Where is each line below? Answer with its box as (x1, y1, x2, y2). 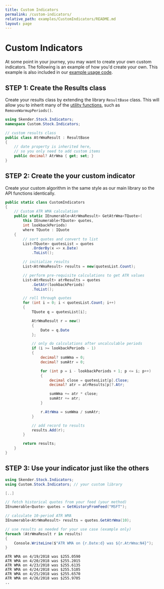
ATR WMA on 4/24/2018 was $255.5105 (5, 567, 81, 572)
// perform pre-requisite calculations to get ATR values (23, 273, 145, 278)
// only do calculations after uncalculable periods (31, 341, 142, 346)
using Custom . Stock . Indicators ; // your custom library (5, 482, 123, 487)
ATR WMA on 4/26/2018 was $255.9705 (5, 576, 81, 581)
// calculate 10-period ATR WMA (5, 513, 72, 518)
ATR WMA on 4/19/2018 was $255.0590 (5, 554, 81, 559)
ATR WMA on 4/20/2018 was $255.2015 (5, 558, 81, 564)
